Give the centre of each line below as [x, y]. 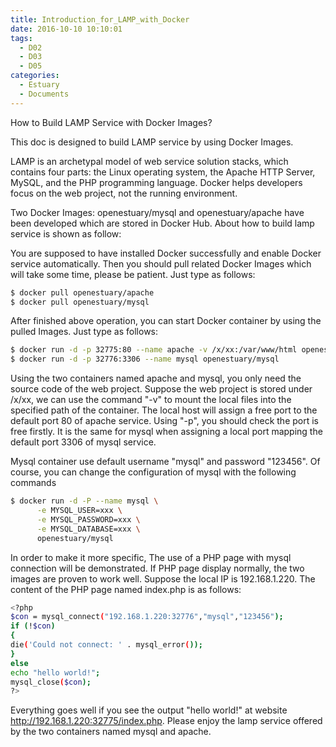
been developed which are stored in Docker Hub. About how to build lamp [162, 223]
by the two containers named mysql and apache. [111, 732]
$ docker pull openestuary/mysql [80, 302]
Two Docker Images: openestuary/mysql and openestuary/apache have [157, 212]
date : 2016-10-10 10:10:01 [66, 29]
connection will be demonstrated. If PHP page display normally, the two [157, 568]
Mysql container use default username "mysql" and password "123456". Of [165, 462]
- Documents [44, 94]
